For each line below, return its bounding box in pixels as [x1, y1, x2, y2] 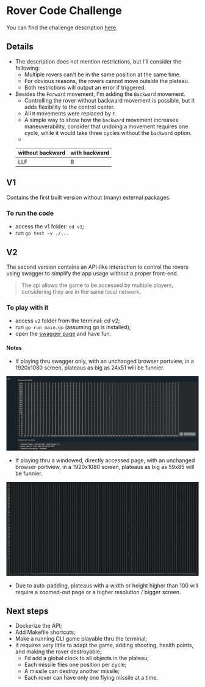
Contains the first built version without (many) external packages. [6, 194, 171, 201]
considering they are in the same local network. [21, 288, 142, 295]
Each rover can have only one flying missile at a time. [24, 674, 159, 682]
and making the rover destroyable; [15, 648, 102, 655]
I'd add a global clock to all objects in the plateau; [24, 655, 149, 662]
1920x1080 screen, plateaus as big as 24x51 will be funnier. [15, 364, 165, 371]
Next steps [6, 606, 49, 617]
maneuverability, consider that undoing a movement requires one [24, 123, 189, 130]
